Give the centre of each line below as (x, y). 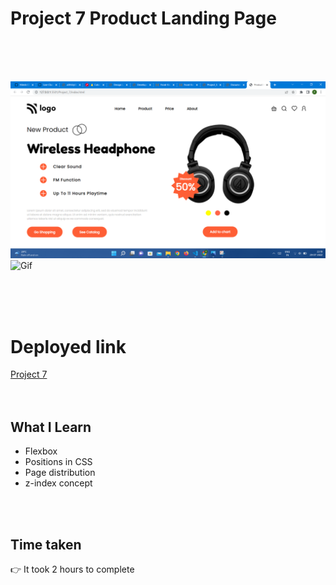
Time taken (46, 544)
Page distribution (60, 473)
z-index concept (58, 483)
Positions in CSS (58, 462)
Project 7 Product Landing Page (143, 18)
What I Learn (51, 427)
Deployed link (68, 346)
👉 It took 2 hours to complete (72, 569)
